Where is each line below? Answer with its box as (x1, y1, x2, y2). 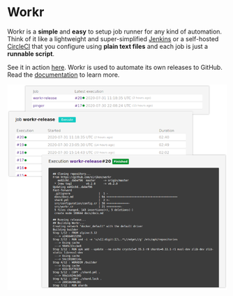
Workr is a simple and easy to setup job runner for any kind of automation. (7, 27, 222, 36)
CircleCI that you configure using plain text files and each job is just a (7, 42, 208, 50)
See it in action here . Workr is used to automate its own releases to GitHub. (7, 63, 223, 71)
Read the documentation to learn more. (7, 71, 120, 79)
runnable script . (7, 50, 54, 58)
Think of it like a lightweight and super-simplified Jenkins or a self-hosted (7, 34, 219, 43)
